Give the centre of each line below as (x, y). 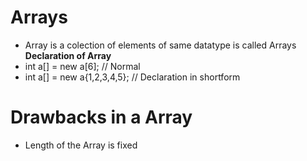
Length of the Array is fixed (81, 145)
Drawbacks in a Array (101, 117)
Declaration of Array (68, 55)
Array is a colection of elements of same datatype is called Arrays (160, 45)
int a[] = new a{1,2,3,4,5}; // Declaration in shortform (132, 77)
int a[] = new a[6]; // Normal (82, 66)
